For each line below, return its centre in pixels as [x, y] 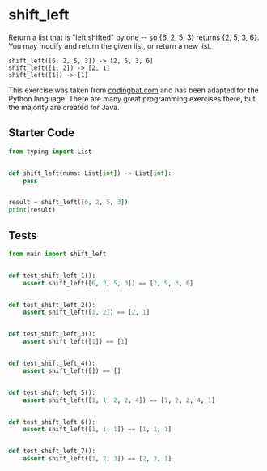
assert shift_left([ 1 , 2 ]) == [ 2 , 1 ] [87, 313]
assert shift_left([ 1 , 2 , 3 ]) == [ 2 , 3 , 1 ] [97, 459]
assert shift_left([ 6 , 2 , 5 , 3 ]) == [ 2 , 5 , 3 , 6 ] [108, 283]
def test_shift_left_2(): [52, 305]
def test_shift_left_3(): [52, 334]
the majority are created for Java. [64, 107]
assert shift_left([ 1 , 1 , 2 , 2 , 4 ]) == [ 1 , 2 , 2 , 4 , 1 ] [119, 400]
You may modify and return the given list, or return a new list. [110, 45]
